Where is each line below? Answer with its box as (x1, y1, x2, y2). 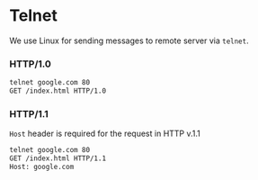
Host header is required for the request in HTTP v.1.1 (9, 128, 200, 139)
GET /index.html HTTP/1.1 (9, 154, 106, 163)
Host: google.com (9, 163, 75, 172)
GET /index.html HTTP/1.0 (9, 86, 106, 95)
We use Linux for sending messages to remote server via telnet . (9, 35, 249, 46)
